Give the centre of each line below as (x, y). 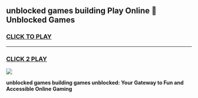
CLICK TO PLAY (29, 37)
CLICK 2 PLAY (27, 59)
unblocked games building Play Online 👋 (82, 11)
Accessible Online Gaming (39, 89)
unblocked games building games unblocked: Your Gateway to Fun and (95, 82)
